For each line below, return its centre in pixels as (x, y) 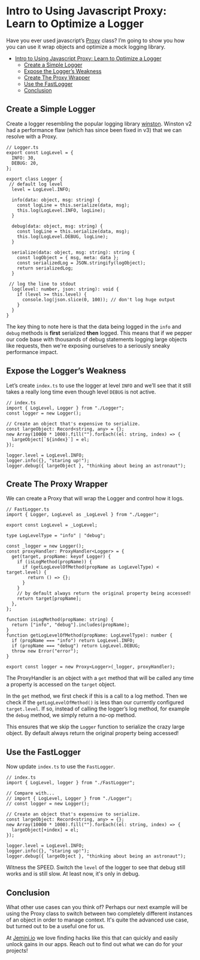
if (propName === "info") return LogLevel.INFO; (73, 641)
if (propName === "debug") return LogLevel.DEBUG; (76, 646)
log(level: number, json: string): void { (65, 289)
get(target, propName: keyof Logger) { (61, 557)
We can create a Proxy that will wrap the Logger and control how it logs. (95, 499)
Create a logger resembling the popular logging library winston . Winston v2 (99, 124)
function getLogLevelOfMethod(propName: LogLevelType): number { (89, 635)
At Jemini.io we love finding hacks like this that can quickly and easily (92, 938)
